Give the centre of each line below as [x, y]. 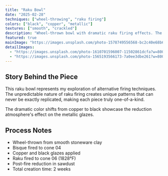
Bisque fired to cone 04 [37, 148]
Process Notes [28, 130]
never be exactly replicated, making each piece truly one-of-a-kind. [75, 100]
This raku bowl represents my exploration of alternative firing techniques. [81, 89]
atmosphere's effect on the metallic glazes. [49, 115]
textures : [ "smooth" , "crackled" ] [41, 29]
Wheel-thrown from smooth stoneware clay [57, 142]
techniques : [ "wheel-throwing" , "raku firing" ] [56, 19]
